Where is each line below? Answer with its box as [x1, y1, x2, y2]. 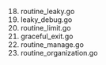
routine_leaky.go [20, 7, 75, 16]
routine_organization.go [20, 49, 98, 57]
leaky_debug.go [20, 15, 73, 24]
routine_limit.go [20, 23, 71, 32]
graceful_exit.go [20, 31, 74, 41]
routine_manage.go [20, 40, 84, 49]
